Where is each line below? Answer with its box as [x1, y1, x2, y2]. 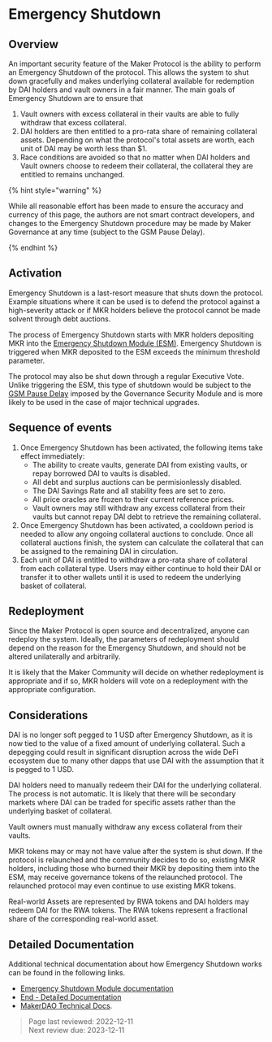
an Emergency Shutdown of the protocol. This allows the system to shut [8, 68, 249, 77]
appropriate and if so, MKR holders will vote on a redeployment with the [8, 676, 248, 686]
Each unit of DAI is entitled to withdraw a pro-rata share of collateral [19, 555, 248, 565]
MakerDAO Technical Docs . [19, 1001, 113, 1011]
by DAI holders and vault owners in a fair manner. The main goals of [8, 85, 235, 94]
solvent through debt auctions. [8, 314, 111, 324]
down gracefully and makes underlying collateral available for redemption [8, 76, 255, 85]
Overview [8, 37, 59, 51]
